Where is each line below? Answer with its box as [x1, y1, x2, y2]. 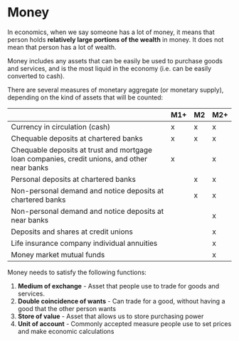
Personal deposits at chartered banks [11, 174, 137, 184]
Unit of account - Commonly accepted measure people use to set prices [17, 319, 232, 328]
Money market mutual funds [11, 249, 105, 259]
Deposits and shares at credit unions [11, 227, 133, 237]
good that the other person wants [17, 304, 116, 313]
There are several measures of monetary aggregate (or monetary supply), [7, 85, 224, 94]
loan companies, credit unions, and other [11, 153, 148, 163]
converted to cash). [7, 72, 65, 80]
